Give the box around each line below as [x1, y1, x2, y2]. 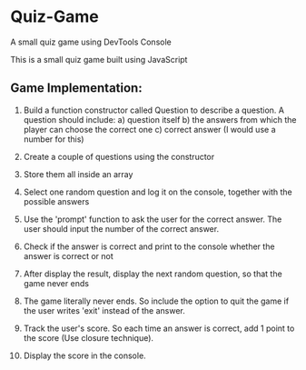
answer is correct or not [23, 250, 114, 261]
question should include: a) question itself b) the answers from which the [23, 114, 297, 125]
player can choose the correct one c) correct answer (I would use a [23, 124, 276, 135]
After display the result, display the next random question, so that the [23, 268, 282, 279]
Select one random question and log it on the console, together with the [23, 186, 293, 197]
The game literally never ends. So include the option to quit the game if [23, 295, 290, 306]
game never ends [23, 277, 90, 288]
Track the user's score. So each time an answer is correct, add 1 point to [23, 323, 295, 334]
